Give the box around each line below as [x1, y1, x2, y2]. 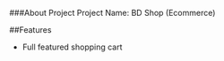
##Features [9, 25, 52, 34]
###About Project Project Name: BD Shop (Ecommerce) [9, 8, 216, 18]
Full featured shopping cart [22, 42, 123, 52]
